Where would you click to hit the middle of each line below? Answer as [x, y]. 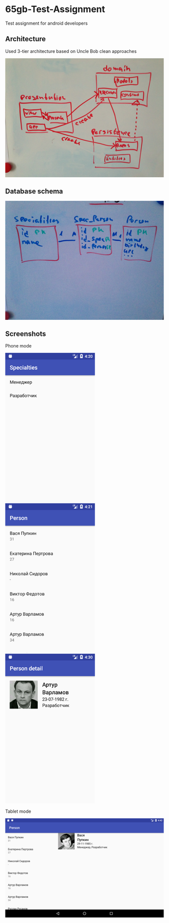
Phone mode [18, 346]
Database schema [34, 192]
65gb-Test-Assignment [55, 9]
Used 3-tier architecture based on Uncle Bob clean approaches [71, 51]
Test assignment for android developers [47, 23]
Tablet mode [18, 811]
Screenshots [26, 334]
